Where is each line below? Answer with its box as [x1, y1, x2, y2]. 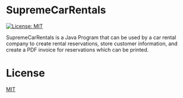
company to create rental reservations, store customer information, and [6, 40, 178, 47]
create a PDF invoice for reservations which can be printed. [6, 46, 149, 53]
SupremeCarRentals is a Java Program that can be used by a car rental [6, 34, 177, 41]
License [6, 67, 45, 80]
